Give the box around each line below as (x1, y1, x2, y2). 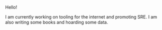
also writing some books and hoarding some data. (5, 19, 108, 25)
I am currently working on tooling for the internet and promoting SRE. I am (5, 14, 157, 19)
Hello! (5, 4, 17, 10)
